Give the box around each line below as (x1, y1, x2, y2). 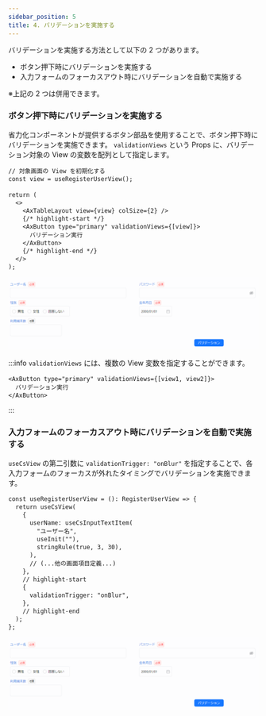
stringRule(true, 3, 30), (37, 543, 123, 551)
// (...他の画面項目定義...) (29, 560, 117, 568)
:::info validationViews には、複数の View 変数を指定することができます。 (8, 358, 250, 368)
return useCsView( (15, 502, 77, 511)
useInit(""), (37, 535, 80, 543)
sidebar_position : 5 (8, 13, 77, 21)
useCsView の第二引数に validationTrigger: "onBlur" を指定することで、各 (8, 458, 253, 468)
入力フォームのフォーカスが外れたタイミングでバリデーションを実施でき (8, 468, 245, 478)
